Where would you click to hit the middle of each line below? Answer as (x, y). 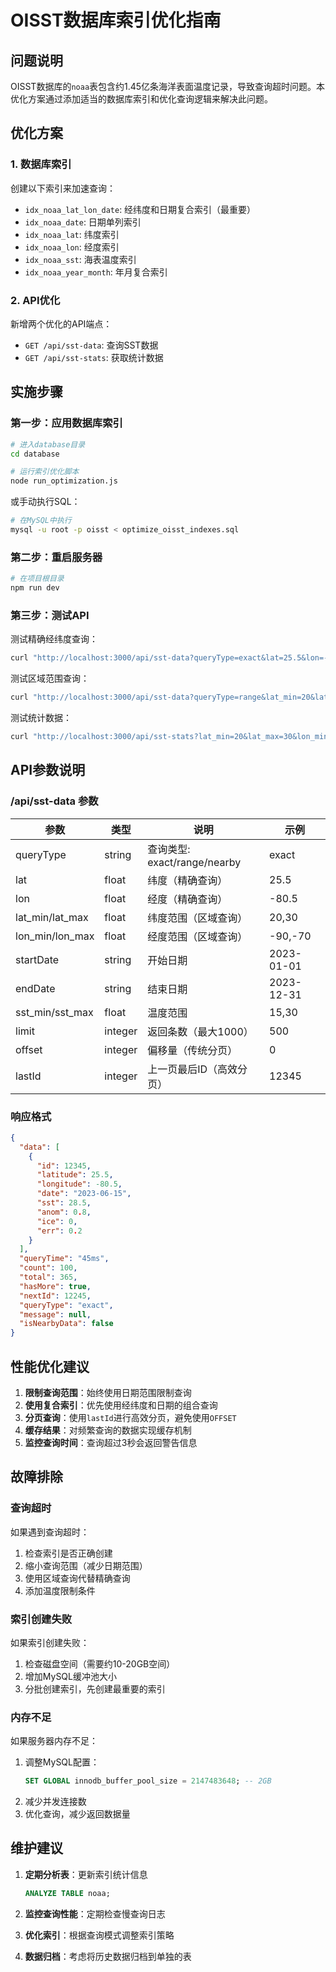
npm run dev (35, 588)
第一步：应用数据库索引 (66, 423)
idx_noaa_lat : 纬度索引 (72, 234)
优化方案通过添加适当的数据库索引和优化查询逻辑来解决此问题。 (141, 99)
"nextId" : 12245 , (55, 1296)
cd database (35, 454)
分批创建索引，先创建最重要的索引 (95, 1688)
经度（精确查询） (187, 899)
